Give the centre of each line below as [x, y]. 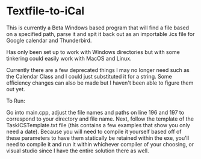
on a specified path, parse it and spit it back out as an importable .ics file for [100, 34]
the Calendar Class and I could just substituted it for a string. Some [89, 76]
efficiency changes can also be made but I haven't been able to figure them [100, 83]
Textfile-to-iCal [45, 11]
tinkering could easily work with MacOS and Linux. [69, 58]
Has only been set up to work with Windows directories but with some [93, 52]
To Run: [16, 101]
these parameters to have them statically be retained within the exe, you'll [98, 138]
